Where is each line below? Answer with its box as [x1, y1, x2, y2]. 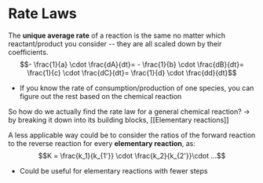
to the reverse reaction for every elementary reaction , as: [8, 138, 196, 148]
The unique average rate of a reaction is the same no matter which [8, 31, 226, 40]
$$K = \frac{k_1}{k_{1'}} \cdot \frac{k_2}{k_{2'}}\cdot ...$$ [38, 151, 226, 160]
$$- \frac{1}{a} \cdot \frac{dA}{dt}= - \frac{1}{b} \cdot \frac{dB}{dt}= [19, 60, 245, 69]
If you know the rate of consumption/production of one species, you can [19, 83, 254, 93]
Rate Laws [8, 5, 77, 23]
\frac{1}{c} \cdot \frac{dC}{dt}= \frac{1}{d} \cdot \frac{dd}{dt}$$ [27, 68, 237, 77]
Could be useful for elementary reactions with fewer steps [19, 166, 208, 175]
